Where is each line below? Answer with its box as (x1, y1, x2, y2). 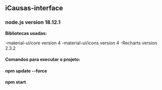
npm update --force (5, 68, 47, 74)
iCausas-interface (5, 4, 63, 12)
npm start (5, 79, 26, 85)
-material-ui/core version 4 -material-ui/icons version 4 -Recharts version (5, 40, 157, 46)
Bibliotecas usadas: (5, 30, 47, 36)
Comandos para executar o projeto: (5, 57, 80, 63)
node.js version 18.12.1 (5, 19, 61, 26)
